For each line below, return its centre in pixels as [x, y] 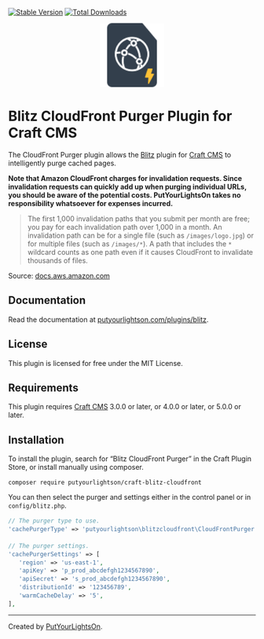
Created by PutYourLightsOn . [55, 626]
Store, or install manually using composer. [76, 467]
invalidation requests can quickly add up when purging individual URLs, [128, 187]
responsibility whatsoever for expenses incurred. [91, 203]
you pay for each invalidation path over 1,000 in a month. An [125, 227]
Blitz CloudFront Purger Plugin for [120, 116]
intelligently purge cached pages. [62, 163]
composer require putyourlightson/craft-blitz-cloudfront [105, 483]
